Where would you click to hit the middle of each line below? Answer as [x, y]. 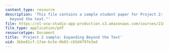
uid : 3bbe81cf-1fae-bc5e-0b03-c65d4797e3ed [52, 42]
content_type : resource [30, 10]
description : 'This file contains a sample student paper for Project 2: [84, 14]
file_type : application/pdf [35, 28]
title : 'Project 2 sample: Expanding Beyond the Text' [64, 38]
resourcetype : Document [30, 33]
